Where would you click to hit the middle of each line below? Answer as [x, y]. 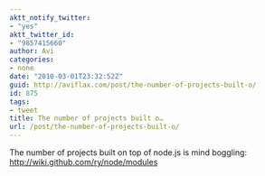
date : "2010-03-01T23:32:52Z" [66, 77]
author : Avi [32, 51]
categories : [32, 60]
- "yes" [24, 26]
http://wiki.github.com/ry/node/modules [84, 162]
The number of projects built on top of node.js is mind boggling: [128, 153]
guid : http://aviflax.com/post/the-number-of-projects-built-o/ [133, 85]
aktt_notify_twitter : [50, 18]
